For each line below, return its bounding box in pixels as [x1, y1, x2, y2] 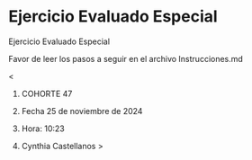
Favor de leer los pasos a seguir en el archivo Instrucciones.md [8, 53, 244, 64]
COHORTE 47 [21, 88, 73, 99]
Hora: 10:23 [21, 123, 65, 134]
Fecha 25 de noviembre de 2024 [21, 105, 143, 116]
